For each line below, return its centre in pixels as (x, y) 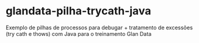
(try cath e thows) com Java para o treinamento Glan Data (79, 33)
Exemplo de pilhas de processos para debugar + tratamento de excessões (99, 27)
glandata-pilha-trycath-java (78, 11)
